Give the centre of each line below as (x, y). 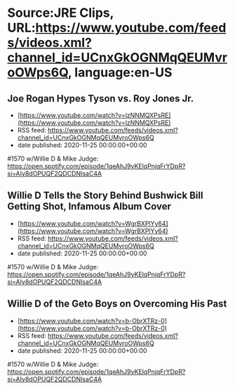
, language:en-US (120, 73)
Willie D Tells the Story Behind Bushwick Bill (105, 195)
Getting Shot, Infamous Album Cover (89, 207)
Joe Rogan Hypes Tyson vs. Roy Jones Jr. (101, 99)
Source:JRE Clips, (61, 13)
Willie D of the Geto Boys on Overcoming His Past (117, 304)
